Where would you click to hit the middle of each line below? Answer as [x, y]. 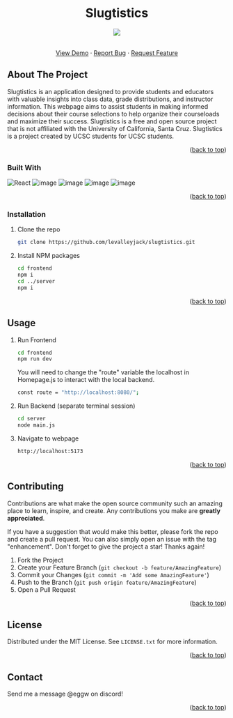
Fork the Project [40, 560]
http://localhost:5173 [50, 451]
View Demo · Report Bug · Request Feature [117, 53]
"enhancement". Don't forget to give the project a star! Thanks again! [106, 547]
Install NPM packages [48, 256]
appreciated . [26, 518]
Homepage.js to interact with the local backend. [86, 380]
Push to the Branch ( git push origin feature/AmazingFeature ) [107, 582]
